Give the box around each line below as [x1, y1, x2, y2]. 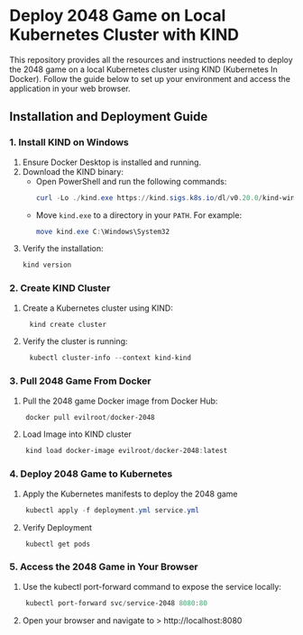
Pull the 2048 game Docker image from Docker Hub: [22, 395, 218, 406]
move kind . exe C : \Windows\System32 [35, 227, 170, 236]
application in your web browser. [9, 83, 131, 94]
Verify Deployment [22, 522, 93, 532]
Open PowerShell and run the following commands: [35, 176, 227, 186]
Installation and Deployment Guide [9, 109, 208, 124]
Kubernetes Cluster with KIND [9, 24, 240, 45]
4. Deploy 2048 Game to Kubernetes [9, 467, 173, 480]
